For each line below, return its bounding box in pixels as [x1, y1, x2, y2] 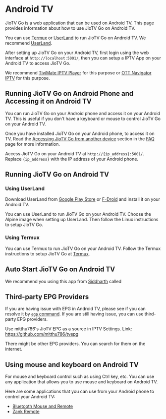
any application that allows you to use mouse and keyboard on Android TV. [5, 379, 158, 385]
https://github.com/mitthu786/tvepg [5, 331, 79, 337]
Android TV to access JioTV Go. [5, 60, 71, 66]
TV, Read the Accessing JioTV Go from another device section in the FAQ [5, 135, 155, 142]
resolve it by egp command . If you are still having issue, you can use [5, 311, 144, 317]
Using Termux [5, 234, 40, 241]
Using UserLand [5, 185, 45, 192]
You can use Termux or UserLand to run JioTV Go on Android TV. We [5, 35, 146, 41]
